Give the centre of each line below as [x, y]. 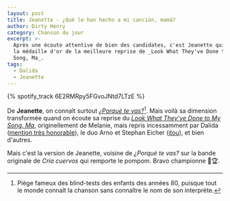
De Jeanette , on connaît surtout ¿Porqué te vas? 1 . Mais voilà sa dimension [112, 110]
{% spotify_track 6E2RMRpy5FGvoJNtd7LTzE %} [76, 96]
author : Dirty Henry [37, 26]
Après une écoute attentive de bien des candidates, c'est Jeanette [113, 45]
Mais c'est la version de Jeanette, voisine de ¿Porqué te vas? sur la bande [112, 153]
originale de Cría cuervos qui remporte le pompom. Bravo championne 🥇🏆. [114, 161]
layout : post [26, 13]
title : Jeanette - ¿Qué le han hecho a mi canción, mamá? [91, 20]
